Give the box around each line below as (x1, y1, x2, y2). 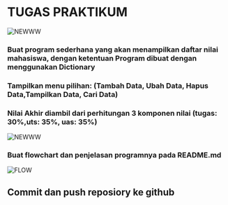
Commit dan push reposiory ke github (7, 186, 175, 198)
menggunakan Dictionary (7, 62, 96, 72)
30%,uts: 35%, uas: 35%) (7, 116, 98, 126)
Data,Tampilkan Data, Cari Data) (7, 89, 119, 99)
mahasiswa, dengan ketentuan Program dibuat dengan (7, 53, 197, 63)
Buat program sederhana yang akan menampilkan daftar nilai (7, 45, 218, 54)
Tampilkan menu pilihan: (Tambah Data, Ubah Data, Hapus (7, 81, 209, 91)
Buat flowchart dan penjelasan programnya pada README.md (7, 151, 222, 160)
